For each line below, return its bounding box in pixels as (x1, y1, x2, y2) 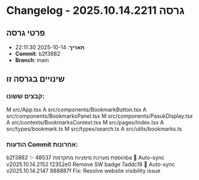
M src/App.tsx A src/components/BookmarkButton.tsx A (6, 106, 147, 113)
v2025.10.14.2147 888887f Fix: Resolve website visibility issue (6, 167, 161, 174)
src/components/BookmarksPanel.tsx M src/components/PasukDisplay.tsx (6, 112, 193, 120)
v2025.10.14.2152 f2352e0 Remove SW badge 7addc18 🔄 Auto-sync (6, 161, 175, 168)
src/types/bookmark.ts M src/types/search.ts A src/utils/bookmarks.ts (6, 125, 182, 132)
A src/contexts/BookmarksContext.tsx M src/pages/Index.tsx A (6, 118, 164, 126)
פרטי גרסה (6, 28, 46, 38)
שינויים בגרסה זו (6, 74, 65, 85)
